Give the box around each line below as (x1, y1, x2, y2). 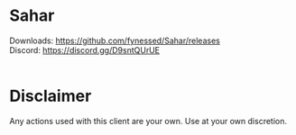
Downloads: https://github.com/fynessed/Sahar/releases (9, 35, 221, 46)
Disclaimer (9, 86, 92, 106)
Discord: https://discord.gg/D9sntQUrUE (9, 44, 161, 55)
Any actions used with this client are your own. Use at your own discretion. (9, 115, 287, 126)
